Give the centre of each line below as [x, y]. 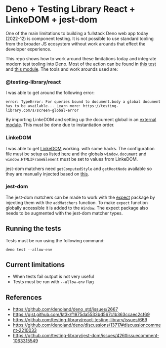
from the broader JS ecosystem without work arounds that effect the [76, 43]
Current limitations [35, 265]
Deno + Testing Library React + [70, 9]
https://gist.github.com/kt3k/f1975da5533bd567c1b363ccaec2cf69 [81, 314]
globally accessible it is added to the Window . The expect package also [77, 208]
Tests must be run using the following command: [55, 240]
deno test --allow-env [29, 250]
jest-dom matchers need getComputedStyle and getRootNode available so [79, 169]
